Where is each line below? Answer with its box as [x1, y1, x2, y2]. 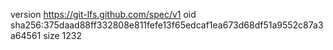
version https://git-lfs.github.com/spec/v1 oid [10, 9, 197, 20]
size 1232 [43, 30, 83, 41]
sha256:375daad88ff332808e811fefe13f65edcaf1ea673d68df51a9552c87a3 [10, 19, 324, 31]
